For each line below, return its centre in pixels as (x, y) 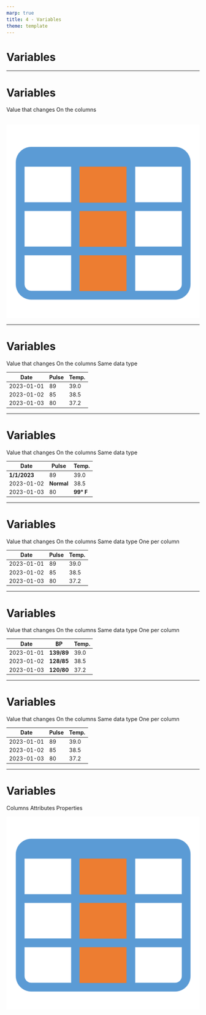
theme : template (27, 26)
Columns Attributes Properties (44, 808)
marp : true (20, 13)
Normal (59, 483)
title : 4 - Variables (34, 19)
